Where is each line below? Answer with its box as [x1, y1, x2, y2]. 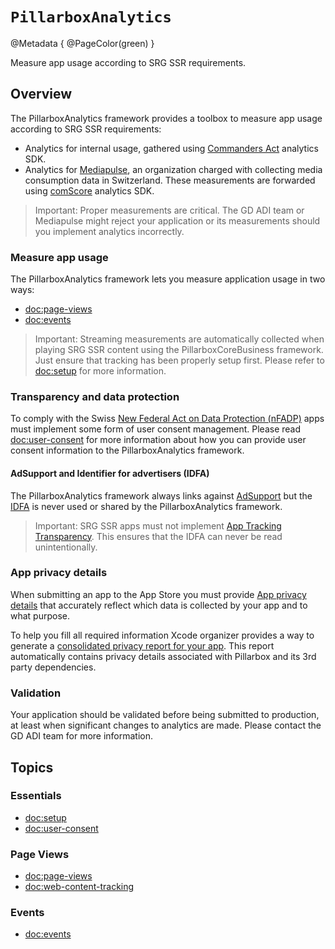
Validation [10, 686, 62, 700]
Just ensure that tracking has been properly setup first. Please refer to [34, 354, 325, 367]
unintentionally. [34, 541, 98, 553]
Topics [10, 759, 54, 776]
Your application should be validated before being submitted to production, [10, 709, 320, 721]
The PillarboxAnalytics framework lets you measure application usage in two [10, 273, 326, 285]
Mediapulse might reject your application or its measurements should [34, 214, 321, 227]
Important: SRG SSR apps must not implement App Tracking [34, 519, 282, 532]
